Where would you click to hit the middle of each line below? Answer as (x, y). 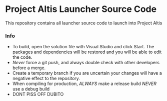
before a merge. (29, 68)
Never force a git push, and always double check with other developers (86, 63)
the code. (22, 57)
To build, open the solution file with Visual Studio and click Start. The (83, 47)
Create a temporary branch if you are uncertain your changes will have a (87, 73)
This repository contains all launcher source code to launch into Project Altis (84, 23)
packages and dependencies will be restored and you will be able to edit (87, 52)
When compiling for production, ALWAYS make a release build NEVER (84, 84)
